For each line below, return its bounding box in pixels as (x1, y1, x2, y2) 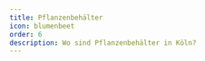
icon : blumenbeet (9, 22, 75, 30)
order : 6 (9, 30, 43, 39)
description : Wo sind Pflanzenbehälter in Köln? (9, 38, 197, 48)
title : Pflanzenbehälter (9, 13, 103, 22)
